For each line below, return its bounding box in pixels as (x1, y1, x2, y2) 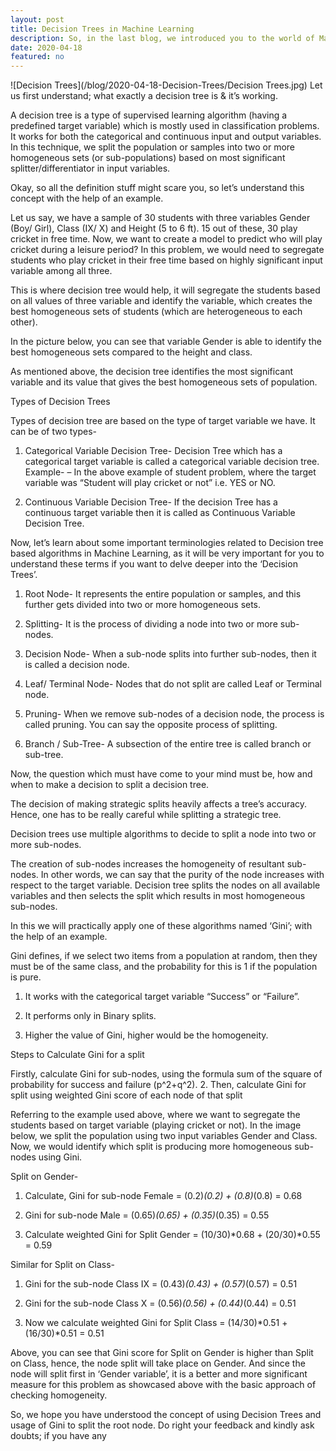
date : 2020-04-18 (10, 42, 83, 53)
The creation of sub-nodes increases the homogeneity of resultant (10, 858, 285, 870)
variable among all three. (10, 265, 113, 277)
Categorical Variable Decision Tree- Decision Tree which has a (24, 445, 283, 457)
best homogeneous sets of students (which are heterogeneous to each (10, 306, 303, 318)
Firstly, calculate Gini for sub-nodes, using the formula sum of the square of (10, 1068, 323, 1080)
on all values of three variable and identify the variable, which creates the (10, 295, 313, 307)
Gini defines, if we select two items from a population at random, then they (10, 950, 318, 962)
